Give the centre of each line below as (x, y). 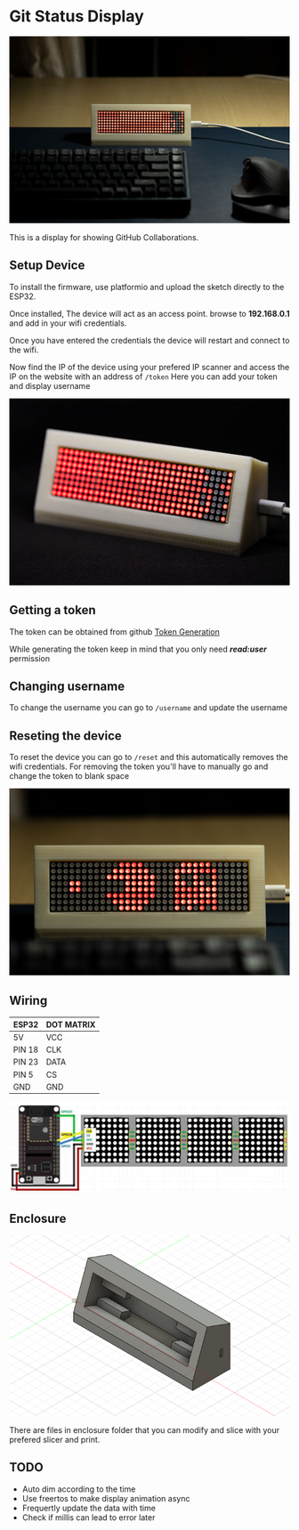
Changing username (67, 686)
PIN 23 (26, 1062)
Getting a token (53, 610)
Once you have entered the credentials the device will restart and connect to (149, 340)
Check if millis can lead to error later (89, 1517)
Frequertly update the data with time (89, 1508)
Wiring (28, 1000)
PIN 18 (26, 1049)
